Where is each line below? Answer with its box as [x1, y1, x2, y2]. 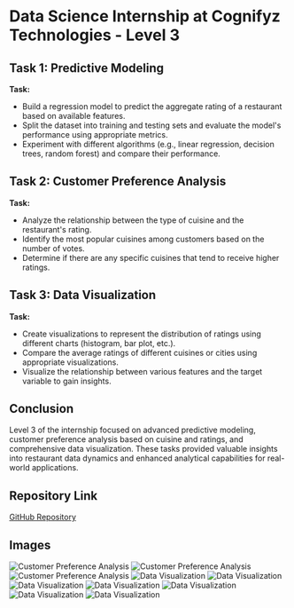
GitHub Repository [9, 512, 77, 523]
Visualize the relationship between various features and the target [21, 366, 263, 376]
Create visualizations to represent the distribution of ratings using [21, 328, 261, 339]
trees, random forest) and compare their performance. [21, 148, 221, 159]
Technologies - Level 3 [9, 25, 180, 45]
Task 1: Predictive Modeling [9, 60, 165, 75]
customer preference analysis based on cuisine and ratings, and [9, 434, 244, 445]
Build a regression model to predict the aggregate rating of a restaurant [21, 101, 282, 112]
